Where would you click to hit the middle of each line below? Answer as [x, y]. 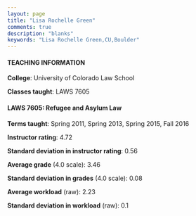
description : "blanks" [40, 33]
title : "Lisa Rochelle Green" [52, 20]
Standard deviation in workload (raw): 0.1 [68, 205]
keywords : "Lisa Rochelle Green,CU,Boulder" [73, 40]
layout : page [26, 14]
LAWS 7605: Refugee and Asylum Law [65, 108]
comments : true [30, 27]
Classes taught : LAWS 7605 [48, 91]
